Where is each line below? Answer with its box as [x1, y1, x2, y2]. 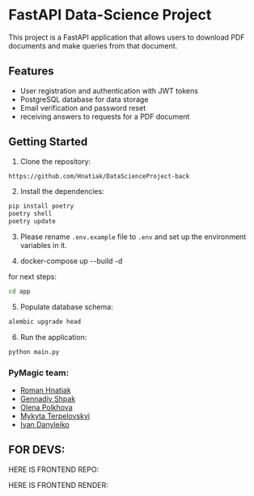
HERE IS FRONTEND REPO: [8, 464, 99, 474]
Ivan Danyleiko [19, 419, 70, 429]
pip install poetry [8, 202, 74, 211]
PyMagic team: [8, 367, 70, 378]
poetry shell [8, 210, 53, 218]
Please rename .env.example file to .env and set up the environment [19, 232, 247, 242]
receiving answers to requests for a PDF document [19, 111, 190, 121]
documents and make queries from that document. [8, 40, 178, 50]
